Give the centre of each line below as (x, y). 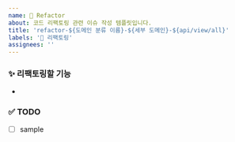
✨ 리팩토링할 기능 (40, 74)
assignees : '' (32, 45)
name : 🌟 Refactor (37, 15)
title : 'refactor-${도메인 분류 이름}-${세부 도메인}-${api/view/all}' (119, 30)
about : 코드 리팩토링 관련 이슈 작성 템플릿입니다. (80, 23)
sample (32, 129)
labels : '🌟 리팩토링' (40, 37)
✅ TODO (25, 112)
